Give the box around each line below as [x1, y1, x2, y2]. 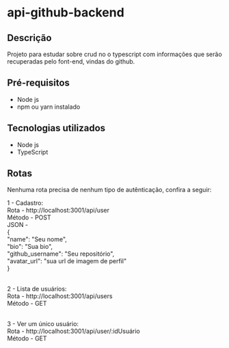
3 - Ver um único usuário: [7, 320, 79, 328]
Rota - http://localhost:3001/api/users [7, 292, 113, 300]
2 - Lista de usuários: [7, 285, 67, 293]
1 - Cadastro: [7, 199, 43, 207]
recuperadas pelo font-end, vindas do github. [7, 57, 135, 66]
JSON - [7, 221, 29, 229]
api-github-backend [7, 5, 124, 21]
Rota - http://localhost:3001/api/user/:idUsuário [7, 327, 140, 336]
